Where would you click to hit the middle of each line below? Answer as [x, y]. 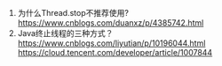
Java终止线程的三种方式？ [65, 33]
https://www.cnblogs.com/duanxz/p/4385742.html [111, 23]
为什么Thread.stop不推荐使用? [73, 13]
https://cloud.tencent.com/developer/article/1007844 [115, 52]
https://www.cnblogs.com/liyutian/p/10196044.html [111, 43]
